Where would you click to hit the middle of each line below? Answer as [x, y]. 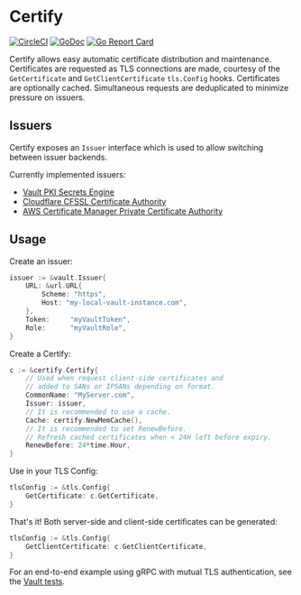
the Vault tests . [37, 581]
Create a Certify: [40, 353]
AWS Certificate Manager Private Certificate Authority [123, 211]
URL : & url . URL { [54, 286]
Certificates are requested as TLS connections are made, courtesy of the [145, 69]
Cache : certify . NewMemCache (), [84, 420]
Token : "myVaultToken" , [78, 319]
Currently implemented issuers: [68, 174]
